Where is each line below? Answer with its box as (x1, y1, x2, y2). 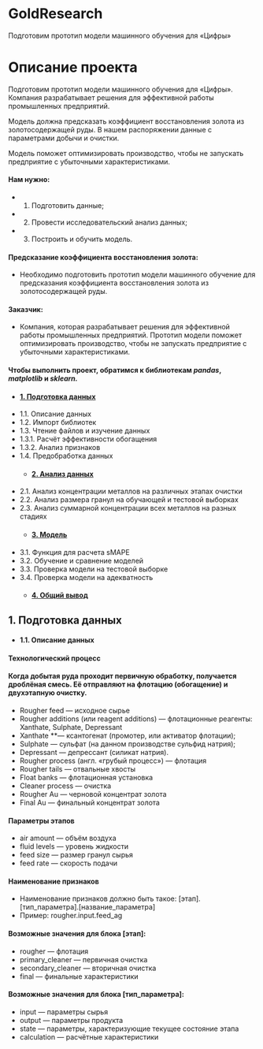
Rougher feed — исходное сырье (19, 706, 130, 716)
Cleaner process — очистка (19, 781, 112, 790)
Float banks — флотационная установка (19, 773, 154, 783)
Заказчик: (8, 304, 43, 314)
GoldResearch (8, 5, 103, 23)
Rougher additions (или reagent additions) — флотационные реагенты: (19, 714, 254, 724)
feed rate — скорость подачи (19, 858, 118, 868)
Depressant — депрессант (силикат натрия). (19, 748, 169, 757)
